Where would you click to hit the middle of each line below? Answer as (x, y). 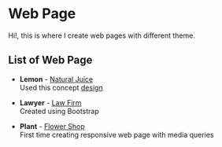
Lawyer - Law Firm (50, 102)
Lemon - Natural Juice (56, 79)
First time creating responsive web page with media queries (117, 134)
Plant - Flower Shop (52, 126)
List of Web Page (50, 60)
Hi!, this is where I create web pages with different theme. (102, 35)
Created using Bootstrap (59, 111)
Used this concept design (61, 87)
